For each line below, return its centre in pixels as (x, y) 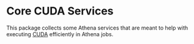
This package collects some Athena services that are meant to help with (97, 28)
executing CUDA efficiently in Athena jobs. (60, 34)
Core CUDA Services (60, 11)
